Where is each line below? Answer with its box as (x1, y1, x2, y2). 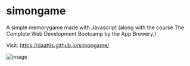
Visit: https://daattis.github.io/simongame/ (6, 42, 110, 49)
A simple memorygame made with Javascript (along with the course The (6, 24, 185, 31)
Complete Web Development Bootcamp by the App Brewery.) (6, 30, 157, 37)
